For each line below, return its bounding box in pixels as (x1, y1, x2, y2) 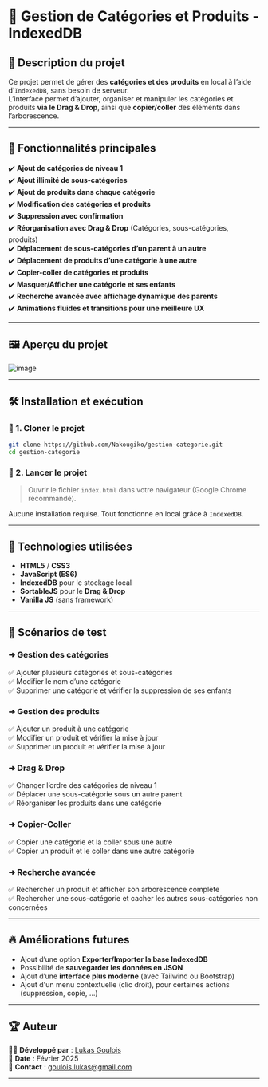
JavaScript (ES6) (19, 570, 77, 579)
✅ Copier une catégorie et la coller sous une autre (8, 837, 173, 847)
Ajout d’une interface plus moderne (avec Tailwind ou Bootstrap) (19, 971, 235, 981)
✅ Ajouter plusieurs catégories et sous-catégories (8, 667, 173, 677)
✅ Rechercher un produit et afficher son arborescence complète (8, 885, 220, 895)
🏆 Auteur (8, 1020, 58, 1034)
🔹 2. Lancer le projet (8, 467, 88, 478)
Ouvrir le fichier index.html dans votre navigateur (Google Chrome (27, 485, 247, 495)
